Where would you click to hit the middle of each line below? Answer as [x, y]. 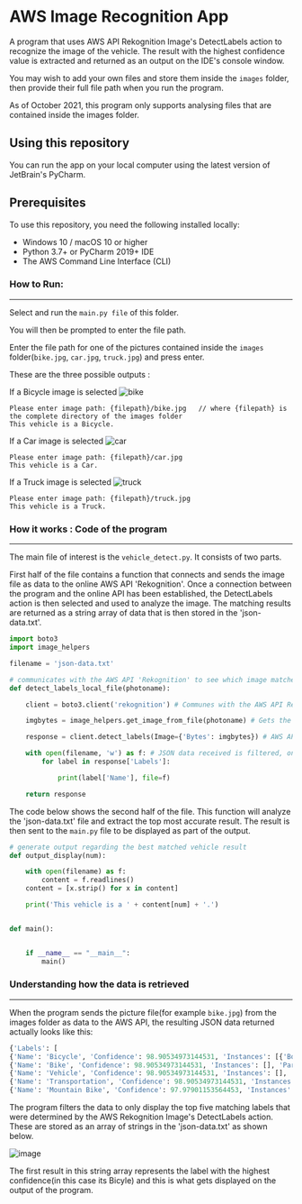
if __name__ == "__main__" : [78, 953]
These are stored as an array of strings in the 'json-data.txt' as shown [138, 1126]
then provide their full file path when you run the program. [117, 87]
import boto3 [34, 639]
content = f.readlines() [88, 880]
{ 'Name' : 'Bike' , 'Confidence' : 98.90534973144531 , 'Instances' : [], [142, 1065]
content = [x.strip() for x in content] [102, 889]
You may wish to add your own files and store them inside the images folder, [149, 78]
